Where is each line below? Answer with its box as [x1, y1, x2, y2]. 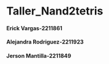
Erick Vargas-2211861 [6, 24, 62, 31]
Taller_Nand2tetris [6, 4, 103, 18]
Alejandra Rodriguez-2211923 [6, 38, 84, 46]
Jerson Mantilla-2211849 [6, 52, 72, 59]
